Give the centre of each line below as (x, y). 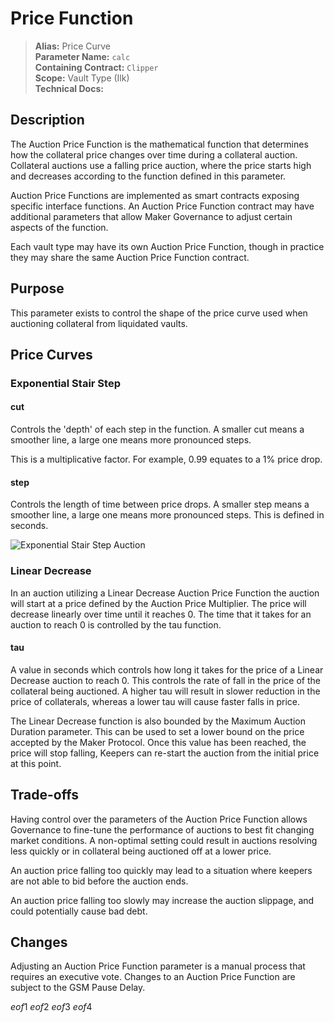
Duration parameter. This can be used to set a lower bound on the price (157, 731)
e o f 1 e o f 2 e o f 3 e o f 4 (51, 1007)
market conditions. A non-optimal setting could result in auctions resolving (164, 840)
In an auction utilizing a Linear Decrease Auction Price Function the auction (165, 593)
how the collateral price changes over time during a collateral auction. (154, 154)
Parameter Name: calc (82, 56)
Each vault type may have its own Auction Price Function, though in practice (167, 246)
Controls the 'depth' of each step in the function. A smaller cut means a (157, 429)
